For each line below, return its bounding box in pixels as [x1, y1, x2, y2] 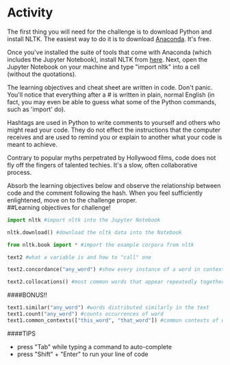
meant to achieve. [7, 140, 58, 148]
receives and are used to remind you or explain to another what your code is [7, 132, 222, 141]
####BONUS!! [7, 291, 48, 299]
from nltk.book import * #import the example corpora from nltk [7, 242, 194, 248]
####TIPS [7, 329, 36, 338]
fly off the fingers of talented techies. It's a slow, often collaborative [7, 161, 198, 169]
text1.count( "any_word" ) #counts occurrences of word [7, 311, 164, 318]
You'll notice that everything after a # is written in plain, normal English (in [7, 91, 215, 99]
